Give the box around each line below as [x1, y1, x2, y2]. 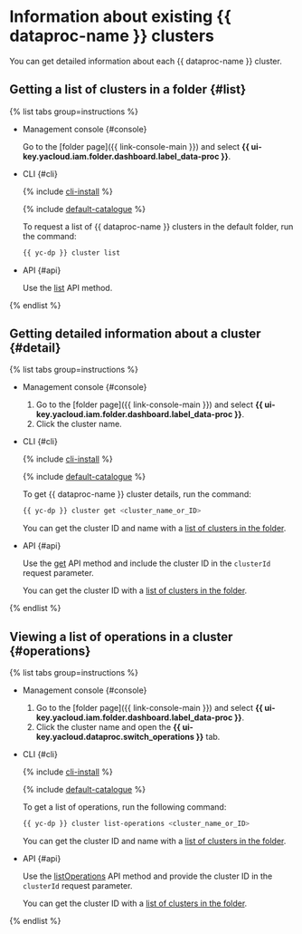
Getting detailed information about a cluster [9, 326, 261, 342]
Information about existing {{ [9, 6, 232, 27]
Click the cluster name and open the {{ [35, 722, 181, 733]
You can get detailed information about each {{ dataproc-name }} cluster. [9, 55, 282, 66]
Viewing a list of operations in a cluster [9, 628, 233, 645]
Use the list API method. [22, 282, 113, 293]
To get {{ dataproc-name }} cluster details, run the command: [22, 489, 251, 500]
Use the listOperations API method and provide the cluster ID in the [22, 871, 273, 881]
